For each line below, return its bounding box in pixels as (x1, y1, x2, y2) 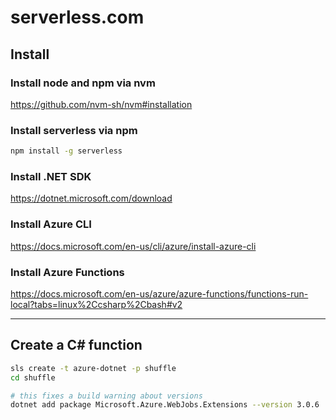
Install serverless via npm (10, 123, 138, 137)
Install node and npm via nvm (10, 76, 156, 90)
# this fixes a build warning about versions (10, 391, 203, 401)
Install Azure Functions (10, 265, 125, 279)
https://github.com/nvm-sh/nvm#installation (10, 98, 193, 110)
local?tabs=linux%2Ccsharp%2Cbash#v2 (10, 298, 183, 310)
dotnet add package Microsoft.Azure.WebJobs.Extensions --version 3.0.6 (10, 400, 320, 410)
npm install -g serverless (10, 146, 123, 156)
